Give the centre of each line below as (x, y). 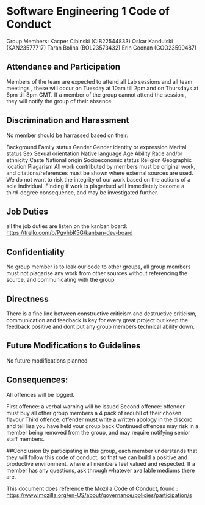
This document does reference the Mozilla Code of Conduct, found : (92, 488)
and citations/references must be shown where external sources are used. (100, 173)
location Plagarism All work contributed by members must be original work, (101, 166)
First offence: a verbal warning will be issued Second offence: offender (95, 406)
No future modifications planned (47, 360)
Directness (27, 299)
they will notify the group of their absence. (60, 101)
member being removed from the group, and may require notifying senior (98, 432)
